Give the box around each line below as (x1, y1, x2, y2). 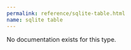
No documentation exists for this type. (6, 35, 116, 43)
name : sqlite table (6, 16, 63, 23)
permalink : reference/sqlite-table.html (6, 10, 126, 17)
